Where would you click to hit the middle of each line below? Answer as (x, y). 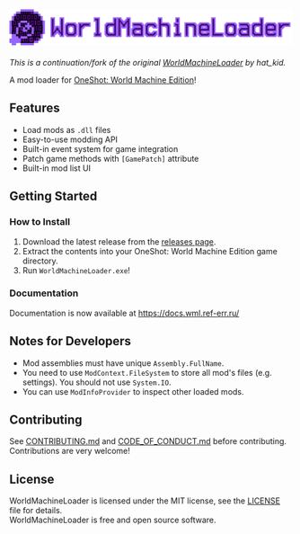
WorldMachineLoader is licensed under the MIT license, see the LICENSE (145, 501)
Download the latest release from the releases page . (119, 241)
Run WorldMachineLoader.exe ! (76, 270)
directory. (40, 261)
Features (35, 108)
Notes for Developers (71, 341)
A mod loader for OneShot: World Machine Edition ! (103, 80)
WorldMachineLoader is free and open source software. (113, 520)
